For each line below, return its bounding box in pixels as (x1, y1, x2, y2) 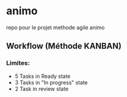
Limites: (6, 59, 30, 67)
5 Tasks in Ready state (14, 73, 70, 80)
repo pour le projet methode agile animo (6, 24, 105, 31)
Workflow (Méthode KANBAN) (6, 41, 122, 51)
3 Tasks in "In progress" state (14, 79, 88, 86)
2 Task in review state (14, 85, 69, 92)
